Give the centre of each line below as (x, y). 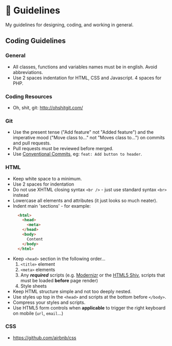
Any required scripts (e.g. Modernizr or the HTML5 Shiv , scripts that (93, 275)
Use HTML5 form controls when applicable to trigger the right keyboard (89, 307)
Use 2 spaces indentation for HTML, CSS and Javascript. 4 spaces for (87, 78)
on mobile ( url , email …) (38, 313)
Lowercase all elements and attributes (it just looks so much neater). (85, 201)
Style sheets (34, 286)
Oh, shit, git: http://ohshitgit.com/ (48, 107)
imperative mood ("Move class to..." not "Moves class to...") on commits (89, 138)
